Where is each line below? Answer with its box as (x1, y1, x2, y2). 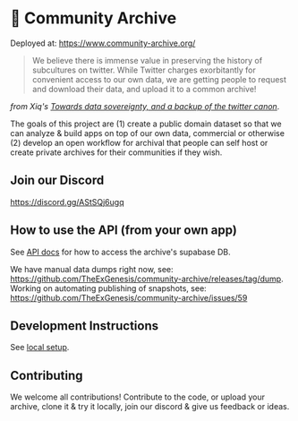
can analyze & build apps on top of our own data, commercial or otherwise (10, 127, 285, 138)
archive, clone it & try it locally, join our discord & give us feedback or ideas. (10, 401, 290, 412)
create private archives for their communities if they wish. (10, 147, 223, 158)
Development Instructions (10, 318, 159, 333)
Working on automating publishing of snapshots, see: (10, 282, 207, 294)
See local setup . (10, 342, 70, 353)
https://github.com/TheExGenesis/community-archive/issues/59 (10, 292, 248, 303)
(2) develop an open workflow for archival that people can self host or (10, 137, 268, 148)
